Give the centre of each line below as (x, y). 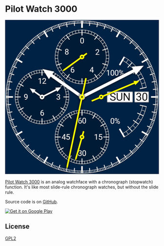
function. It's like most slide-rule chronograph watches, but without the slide (82, 187)
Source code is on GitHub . (31, 201)
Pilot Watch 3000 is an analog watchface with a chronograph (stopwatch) (79, 181)
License (17, 227)
